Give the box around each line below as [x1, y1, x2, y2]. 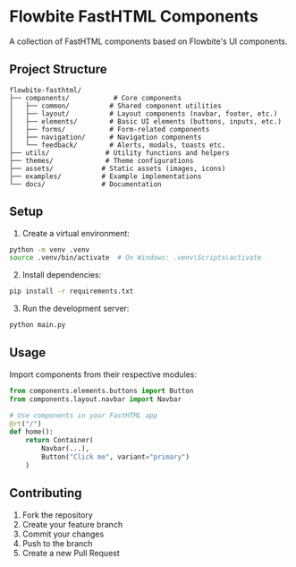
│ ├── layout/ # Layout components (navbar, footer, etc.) [9, 109, 278, 118]
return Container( [25, 436, 94, 445]
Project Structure [9, 62, 107, 77]
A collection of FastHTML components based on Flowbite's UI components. [9, 36, 288, 47]
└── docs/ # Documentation [9, 179, 163, 189]
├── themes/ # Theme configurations [9, 156, 194, 165]
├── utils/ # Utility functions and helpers [9, 148, 230, 158]
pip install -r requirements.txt [9, 287, 134, 296]
